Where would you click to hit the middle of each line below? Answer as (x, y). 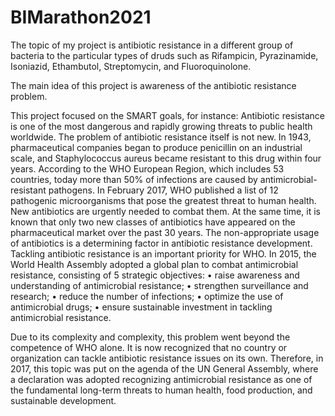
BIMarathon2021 (81, 17)
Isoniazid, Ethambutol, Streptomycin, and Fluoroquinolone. (131, 66)
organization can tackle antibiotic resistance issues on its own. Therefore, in (167, 358)
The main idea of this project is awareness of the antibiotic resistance (153, 85)
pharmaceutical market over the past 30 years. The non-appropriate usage (165, 232)
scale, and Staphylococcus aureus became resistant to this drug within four (166, 158)
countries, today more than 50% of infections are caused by (134, 179)
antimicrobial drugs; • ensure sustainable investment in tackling (141, 307)
